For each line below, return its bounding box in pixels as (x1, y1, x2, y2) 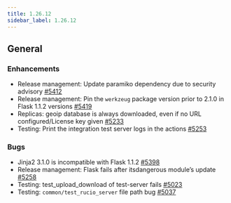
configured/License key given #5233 (17, 117, 124, 126)
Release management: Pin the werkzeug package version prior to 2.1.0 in (17, 95, 224, 103)
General (7, 43, 43, 55)
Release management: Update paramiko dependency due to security (17, 80, 216, 89)
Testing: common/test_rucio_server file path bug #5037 (17, 188, 176, 197)
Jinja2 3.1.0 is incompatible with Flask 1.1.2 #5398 (17, 158, 160, 166)
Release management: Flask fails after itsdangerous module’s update (17, 166, 216, 174)
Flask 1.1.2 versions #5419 (17, 103, 92, 111)
